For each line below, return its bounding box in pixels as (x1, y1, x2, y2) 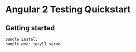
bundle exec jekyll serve (5, 41, 60, 46)
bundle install (5, 37, 38, 42)
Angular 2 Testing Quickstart (5, 4, 131, 15)
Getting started (5, 24, 55, 32)
